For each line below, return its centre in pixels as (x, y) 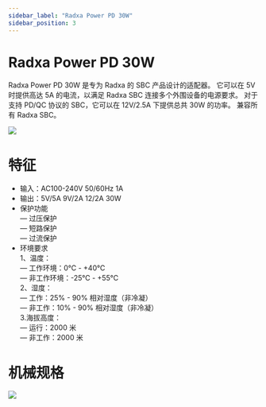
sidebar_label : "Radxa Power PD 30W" (71, 16)
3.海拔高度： (40, 318)
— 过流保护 (38, 238)
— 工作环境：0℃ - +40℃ (62, 268)
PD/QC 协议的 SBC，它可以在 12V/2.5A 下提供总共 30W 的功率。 (129, 105)
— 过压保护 (38, 219)
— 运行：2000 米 (48, 328)
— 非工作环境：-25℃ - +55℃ (69, 278)
